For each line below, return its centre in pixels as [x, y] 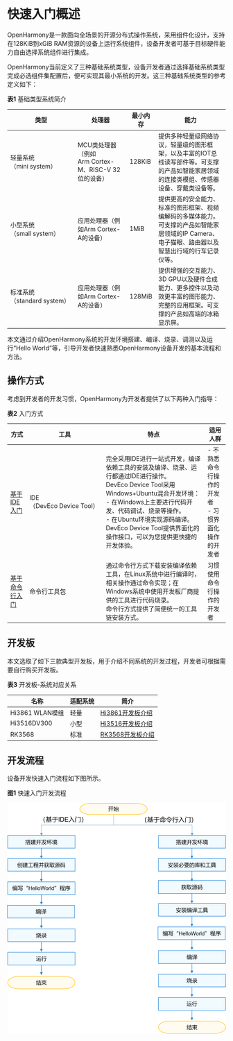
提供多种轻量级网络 [186, 135]
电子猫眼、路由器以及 [189, 242]
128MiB [141, 296]
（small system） [35, 233]
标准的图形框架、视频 [189, 207]
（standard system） [40, 301]
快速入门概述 [44, 14]
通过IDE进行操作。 [144, 476]
